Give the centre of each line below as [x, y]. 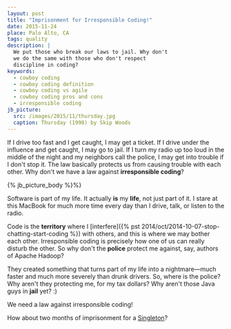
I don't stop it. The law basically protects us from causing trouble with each [114, 164]
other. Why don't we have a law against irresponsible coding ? [96, 171]
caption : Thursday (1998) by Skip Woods [72, 122]
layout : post [26, 13]
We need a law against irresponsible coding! [70, 304]
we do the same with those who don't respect [80, 59]
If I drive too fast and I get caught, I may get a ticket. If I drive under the [108, 142]
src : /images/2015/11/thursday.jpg [64, 116]
